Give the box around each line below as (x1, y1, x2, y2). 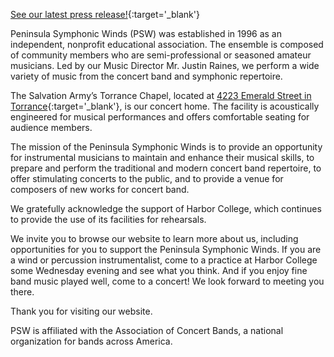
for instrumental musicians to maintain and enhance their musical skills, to (10, 152, 315, 163)
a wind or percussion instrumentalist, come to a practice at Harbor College (10, 254, 318, 266)
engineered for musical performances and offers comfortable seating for (10, 111, 310, 123)
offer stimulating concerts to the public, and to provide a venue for (10, 173, 284, 184)
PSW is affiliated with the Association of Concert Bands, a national (10, 325, 284, 336)
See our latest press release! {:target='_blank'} (10, 9, 200, 20)
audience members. (10, 122, 93, 133)
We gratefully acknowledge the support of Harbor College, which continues (10, 203, 322, 214)
